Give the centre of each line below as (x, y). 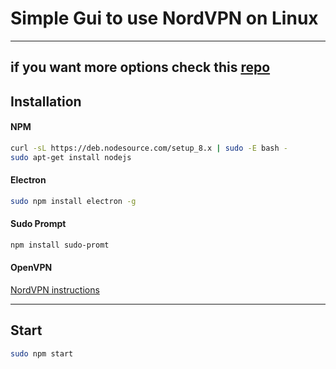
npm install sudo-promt (60, 245)
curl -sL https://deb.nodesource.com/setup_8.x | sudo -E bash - (149, 148)
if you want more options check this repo (140, 67)
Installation (46, 101)
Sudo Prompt (38, 224)
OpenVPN (31, 268)
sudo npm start (42, 353)
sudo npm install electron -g (73, 201)
